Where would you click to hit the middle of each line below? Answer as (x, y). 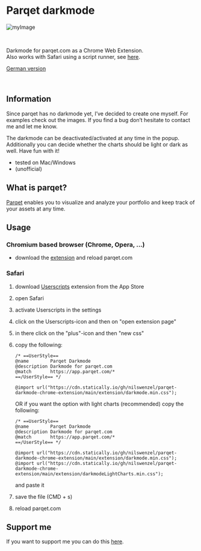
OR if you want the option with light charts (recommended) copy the (99, 404)
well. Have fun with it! (33, 150)
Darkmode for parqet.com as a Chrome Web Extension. (75, 50)
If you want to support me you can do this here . (65, 541)
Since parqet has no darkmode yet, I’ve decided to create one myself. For (97, 113)
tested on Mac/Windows (45, 162)
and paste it (29, 485)
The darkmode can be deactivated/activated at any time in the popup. (93, 138)
